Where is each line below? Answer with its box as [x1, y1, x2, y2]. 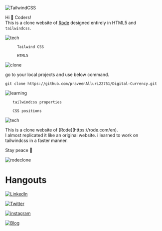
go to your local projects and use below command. [5, 71, 110, 77]
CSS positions [12, 108, 42, 113]
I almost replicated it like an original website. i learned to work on [5, 132, 139, 138]
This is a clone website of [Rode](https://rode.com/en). [5, 127, 118, 132]
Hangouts [5, 174, 47, 186]
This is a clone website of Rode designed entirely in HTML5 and [5, 20, 136, 25]
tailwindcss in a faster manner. [5, 137, 68, 143]
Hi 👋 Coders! [5, 14, 31, 20]
